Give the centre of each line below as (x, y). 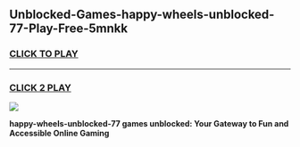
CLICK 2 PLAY (40, 87)
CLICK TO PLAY (44, 54)
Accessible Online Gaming (59, 133)
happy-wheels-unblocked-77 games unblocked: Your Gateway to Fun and (149, 123)
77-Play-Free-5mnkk (68, 29)
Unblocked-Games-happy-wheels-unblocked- (142, 15)
